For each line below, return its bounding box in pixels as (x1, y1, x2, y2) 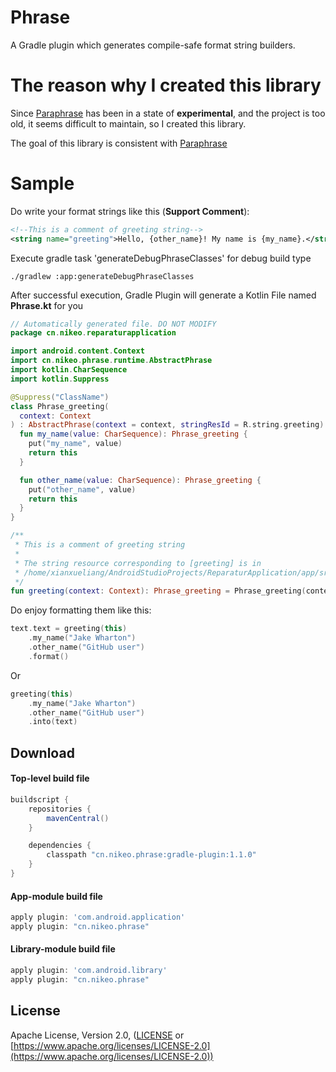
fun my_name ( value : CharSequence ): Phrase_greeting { (19, 429, 248, 440)
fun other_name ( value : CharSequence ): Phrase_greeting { (19, 475, 262, 485)
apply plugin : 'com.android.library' (10, 966, 168, 976)
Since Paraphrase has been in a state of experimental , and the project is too (10, 107, 326, 119)
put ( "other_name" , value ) (28, 484, 137, 495)
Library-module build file (10, 943, 116, 955)
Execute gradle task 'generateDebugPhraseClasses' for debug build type (10, 252, 312, 264)
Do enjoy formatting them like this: (10, 604, 152, 616)
